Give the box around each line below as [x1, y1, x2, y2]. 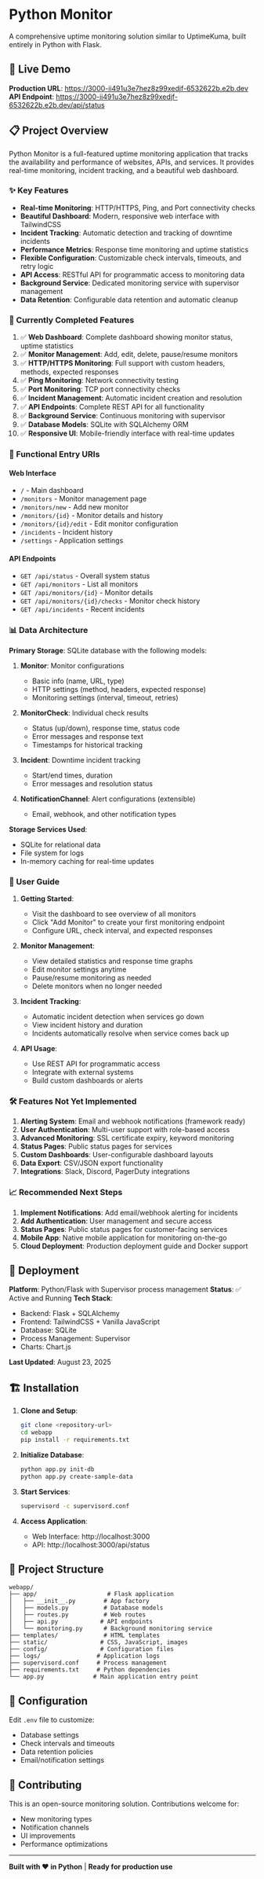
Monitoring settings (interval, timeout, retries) [31, 693, 179, 702]
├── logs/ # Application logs [9, 1653, 160, 1660]
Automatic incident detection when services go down [31, 1012, 204, 1021]
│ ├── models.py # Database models [9, 1604, 164, 1612]
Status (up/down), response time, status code [31, 723, 180, 733]
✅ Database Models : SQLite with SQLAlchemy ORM [20, 420, 189, 429]
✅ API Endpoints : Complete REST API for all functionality [20, 403, 205, 412]
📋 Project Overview [9, 124, 109, 138]
